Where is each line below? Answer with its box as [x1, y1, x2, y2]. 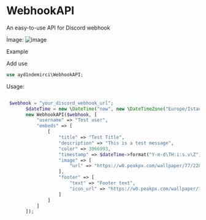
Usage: [6, 82, 25, 90]
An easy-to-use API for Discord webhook [6, 24, 110, 31]
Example [6, 47, 29, 55]
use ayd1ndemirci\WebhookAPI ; [6, 71, 84, 77]
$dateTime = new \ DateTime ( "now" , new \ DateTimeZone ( [25, 106, 166, 112]
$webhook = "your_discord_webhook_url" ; [9, 100, 114, 106]
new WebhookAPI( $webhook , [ [25, 111, 97, 117]
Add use [6, 60, 28, 67]
